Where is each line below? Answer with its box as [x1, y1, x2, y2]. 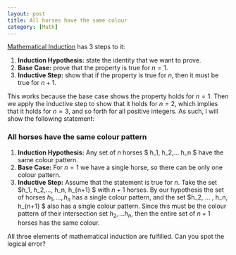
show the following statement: [7, 115, 95, 123]
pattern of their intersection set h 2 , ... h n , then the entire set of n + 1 [17, 209, 211, 220]
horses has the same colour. [17, 218, 100, 227]
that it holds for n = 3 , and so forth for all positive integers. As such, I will [7, 107, 218, 116]
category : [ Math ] [7, 23, 58, 30]
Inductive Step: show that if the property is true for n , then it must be [17, 71, 219, 79]
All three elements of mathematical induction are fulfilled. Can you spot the [7, 233, 225, 241]
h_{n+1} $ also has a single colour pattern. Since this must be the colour [17, 202, 227, 211]
